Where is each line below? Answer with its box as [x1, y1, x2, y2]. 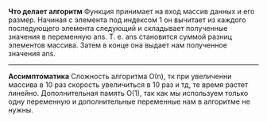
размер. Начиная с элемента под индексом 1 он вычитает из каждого [8, 15, 246, 25]
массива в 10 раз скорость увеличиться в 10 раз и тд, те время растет [8, 80, 249, 90]
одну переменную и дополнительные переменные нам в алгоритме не [8, 97, 250, 106]
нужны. [8, 105, 33, 114]
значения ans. [8, 49, 56, 58]
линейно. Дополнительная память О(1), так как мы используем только [8, 89, 249, 97]
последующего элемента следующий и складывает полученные [8, 24, 228, 32]
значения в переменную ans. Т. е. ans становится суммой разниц [8, 32, 233, 41]
